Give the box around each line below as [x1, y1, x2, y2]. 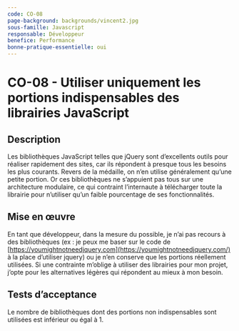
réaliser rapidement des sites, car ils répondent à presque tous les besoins [7, 160, 227, 168]
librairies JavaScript [7, 105, 130, 122]
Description [7, 133, 61, 145]
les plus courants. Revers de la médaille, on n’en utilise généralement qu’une [7, 167, 232, 176]
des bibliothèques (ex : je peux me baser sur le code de [7, 237, 171, 246]
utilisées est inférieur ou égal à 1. [7, 315, 104, 324]
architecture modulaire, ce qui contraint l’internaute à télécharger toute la [7, 183, 223, 191]
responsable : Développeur [7, 30, 84, 38]
